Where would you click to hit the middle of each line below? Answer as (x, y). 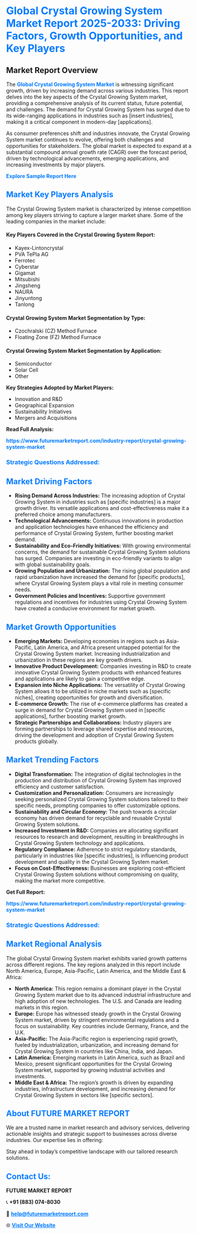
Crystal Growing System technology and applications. (80, 843)
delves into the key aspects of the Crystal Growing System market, (87, 97)
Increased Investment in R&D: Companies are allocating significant (96, 830)
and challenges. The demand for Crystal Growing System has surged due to (98, 109)
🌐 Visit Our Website (31, 1225)
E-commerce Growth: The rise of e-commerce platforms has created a (101, 703)
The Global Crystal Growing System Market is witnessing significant (90, 84)
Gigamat (25, 273)
